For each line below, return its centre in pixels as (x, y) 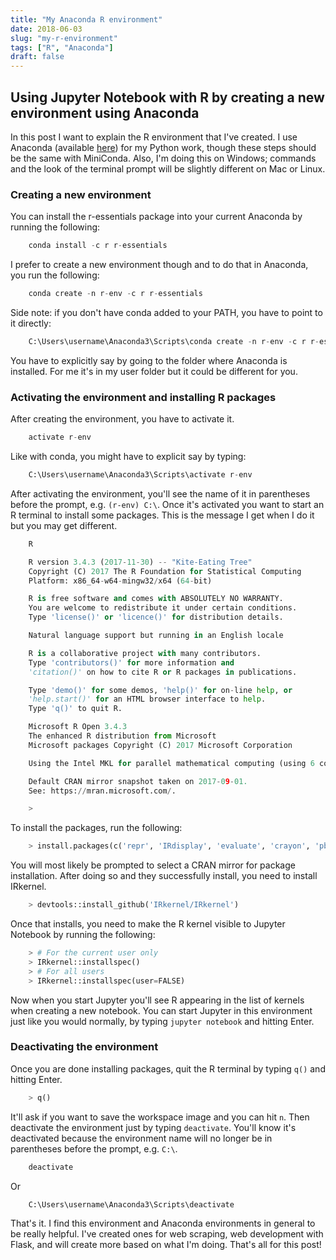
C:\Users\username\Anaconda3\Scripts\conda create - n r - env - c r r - (174, 341)
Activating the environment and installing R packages (143, 397)
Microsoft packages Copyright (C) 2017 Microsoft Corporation (160, 745)
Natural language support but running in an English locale (156, 636)
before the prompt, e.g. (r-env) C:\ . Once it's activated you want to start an (167, 504)
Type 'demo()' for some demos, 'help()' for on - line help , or (160, 690)
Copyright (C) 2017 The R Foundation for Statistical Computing (165, 571)
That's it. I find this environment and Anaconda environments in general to (163, 1223)
